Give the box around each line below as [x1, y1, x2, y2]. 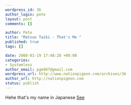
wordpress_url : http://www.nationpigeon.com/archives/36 [5, 72, 126, 77]
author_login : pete [5, 12, 46, 17]
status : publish [5, 81, 39, 86]
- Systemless [5, 62, 32, 67]
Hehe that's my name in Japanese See [5, 94, 85, 100]
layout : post [5, 16, 32, 21]
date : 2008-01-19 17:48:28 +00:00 [5, 53, 77, 58]
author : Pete [5, 30, 32, 35]
